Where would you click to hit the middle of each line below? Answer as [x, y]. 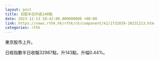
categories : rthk [23, 28]
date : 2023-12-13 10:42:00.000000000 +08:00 [51, 19]
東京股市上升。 [20, 42]
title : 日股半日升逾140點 [29, 14]
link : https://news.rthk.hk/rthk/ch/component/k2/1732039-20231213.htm [79, 23]
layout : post [18, 10]
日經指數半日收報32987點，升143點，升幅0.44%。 [56, 53]
